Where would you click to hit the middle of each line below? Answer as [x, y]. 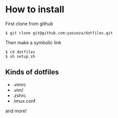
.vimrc [19, 84]
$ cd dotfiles [20, 52]
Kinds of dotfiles [32, 72]
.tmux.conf [24, 101]
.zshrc [19, 95]
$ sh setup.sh [20, 56]
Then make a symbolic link [33, 43]
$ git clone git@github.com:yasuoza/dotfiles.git [59, 33]
